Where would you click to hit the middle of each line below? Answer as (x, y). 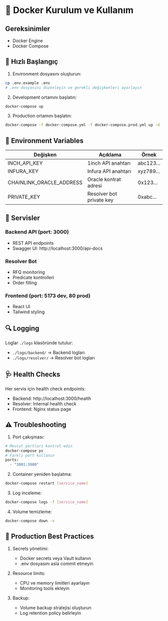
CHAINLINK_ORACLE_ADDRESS (45, 183)
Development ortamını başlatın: (44, 97)
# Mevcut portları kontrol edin (39, 446)
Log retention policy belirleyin (50, 613)
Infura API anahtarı (109, 171)
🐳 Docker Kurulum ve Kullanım (69, 10)
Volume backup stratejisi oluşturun (55, 607)
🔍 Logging (22, 328)
